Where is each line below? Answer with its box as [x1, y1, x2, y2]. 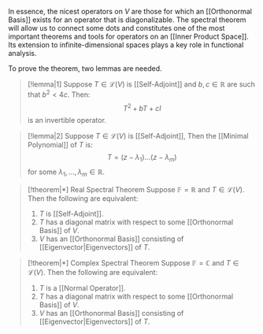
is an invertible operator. [27, 116, 106, 125]
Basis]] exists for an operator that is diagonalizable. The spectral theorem [8, 15, 246, 24]
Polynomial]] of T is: [27, 140, 93, 150]
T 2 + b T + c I [123, 102, 161, 113]
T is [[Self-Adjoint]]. [39, 209, 104, 218]
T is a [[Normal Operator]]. [39, 283, 126, 292]
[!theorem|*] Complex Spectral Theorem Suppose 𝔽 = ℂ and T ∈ [27, 258, 239, 267]
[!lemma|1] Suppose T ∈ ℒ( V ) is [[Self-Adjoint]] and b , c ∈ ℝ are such [27, 80, 256, 89]
